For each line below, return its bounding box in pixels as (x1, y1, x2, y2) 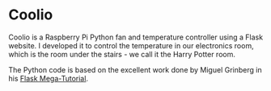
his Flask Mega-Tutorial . (8, 73, 89, 83)
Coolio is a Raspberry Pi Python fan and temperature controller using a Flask (8, 32, 264, 42)
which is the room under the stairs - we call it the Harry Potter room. (8, 49, 236, 59)
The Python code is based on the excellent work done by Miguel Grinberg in (8, 64, 262, 74)
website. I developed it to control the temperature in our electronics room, (8, 40, 254, 50)
